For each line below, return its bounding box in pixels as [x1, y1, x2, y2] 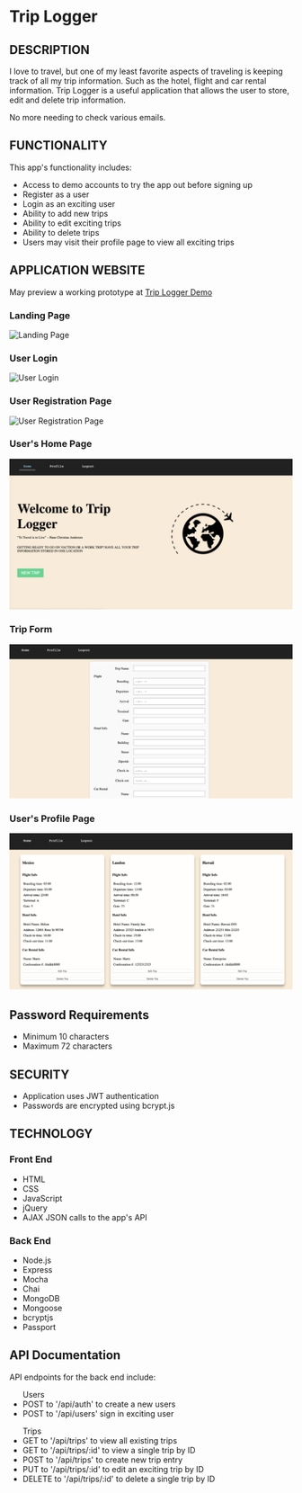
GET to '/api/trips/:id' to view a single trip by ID [22, 1444, 196, 1455]
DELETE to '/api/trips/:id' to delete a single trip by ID [22, 1473, 216, 1484]
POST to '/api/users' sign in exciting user [22, 1408, 174, 1418]
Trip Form [9, 623, 53, 636]
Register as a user [22, 189, 90, 200]
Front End [9, 1153, 53, 1166]
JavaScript [22, 1193, 63, 1203]
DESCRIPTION [9, 42, 90, 58]
